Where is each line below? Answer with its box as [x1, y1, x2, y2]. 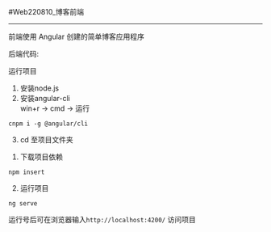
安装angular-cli [19, 94, 70, 103]
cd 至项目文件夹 [19, 135, 74, 144]
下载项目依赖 [19, 152, 63, 162]
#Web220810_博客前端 [8, 7, 85, 16]
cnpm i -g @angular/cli [8, 120, 89, 128]
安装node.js [19, 83, 60, 93]
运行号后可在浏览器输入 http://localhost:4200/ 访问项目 [8, 215, 196, 224]
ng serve [8, 200, 38, 208]
